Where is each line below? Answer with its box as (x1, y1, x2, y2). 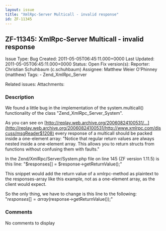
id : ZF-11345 (5, 16, 32, 21)
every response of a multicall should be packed (55, 130, 153, 137)
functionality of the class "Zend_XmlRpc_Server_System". (5, 110, 123, 116)
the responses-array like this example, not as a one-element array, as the (5, 176, 155, 182)
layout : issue (5, 7, 35, 12)
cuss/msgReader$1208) (5, 130, 55, 137)
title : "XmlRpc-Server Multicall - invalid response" (5, 12, 119, 17)
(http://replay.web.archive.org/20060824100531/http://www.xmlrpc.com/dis (5, 125, 162, 131)
